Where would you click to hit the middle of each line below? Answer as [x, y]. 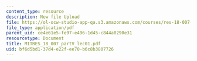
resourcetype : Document [35, 38]
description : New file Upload [43, 17]
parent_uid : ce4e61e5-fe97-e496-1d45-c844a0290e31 [69, 33]
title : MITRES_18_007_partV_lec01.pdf [53, 44]
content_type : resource [35, 11]
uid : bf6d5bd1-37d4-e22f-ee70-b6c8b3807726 [60, 49]
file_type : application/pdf [40, 28]
